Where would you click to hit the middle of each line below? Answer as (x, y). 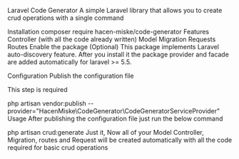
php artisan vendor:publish (47, 103)
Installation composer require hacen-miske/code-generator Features (108, 32)
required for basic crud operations (58, 148)
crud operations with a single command (66, 18)
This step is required (37, 89)
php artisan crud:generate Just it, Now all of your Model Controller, (106, 132)
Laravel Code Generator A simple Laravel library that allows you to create (115, 10)
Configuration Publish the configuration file (71, 76)
